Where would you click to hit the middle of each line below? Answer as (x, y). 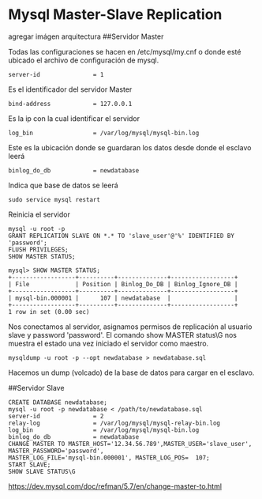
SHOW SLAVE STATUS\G (42, 471)
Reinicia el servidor (39, 214)
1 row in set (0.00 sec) (49, 312)
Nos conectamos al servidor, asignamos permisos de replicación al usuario (130, 327)
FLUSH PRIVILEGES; (38, 249)
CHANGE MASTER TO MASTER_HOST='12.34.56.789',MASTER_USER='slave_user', (130, 444)
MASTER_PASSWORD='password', (56, 451)
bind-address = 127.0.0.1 (70, 104)
